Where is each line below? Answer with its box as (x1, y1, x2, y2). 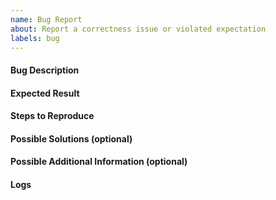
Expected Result (10, 87, 80, 99)
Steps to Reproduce (10, 110, 95, 122)
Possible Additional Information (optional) (10, 156, 188, 168)
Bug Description (10, 64, 80, 76)
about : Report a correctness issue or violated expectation (10, 24, 267, 34)
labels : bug (10, 33, 60, 43)
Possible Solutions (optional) (10, 132, 133, 145)
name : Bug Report (10, 14, 83, 25)
